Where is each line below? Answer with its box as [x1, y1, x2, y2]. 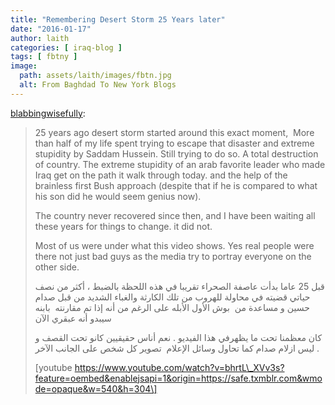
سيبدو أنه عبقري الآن [34, 312, 112, 324]
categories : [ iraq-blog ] [10, 42, 123, 53]
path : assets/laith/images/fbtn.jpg [19, 71, 172, 81]
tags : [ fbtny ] [10, 52, 78, 62]
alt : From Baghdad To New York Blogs [19, 80, 177, 90]
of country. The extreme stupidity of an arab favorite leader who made [34, 158, 326, 170]
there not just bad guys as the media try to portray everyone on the [34, 250, 312, 262]
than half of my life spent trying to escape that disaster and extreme [34, 137, 315, 149]
